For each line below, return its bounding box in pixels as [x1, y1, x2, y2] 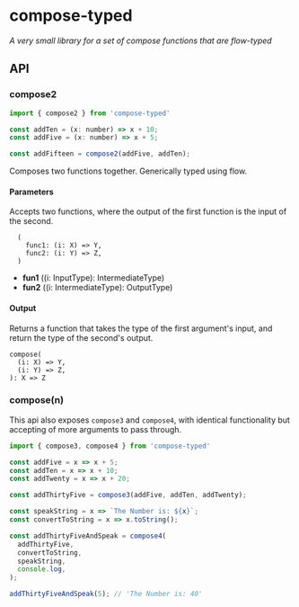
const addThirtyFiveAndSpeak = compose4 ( [9, 531, 167, 540]
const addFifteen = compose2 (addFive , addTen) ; [9, 149, 191, 158]
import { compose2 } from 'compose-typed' [9, 109, 171, 118]
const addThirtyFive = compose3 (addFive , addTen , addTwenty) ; [9, 491, 247, 500]
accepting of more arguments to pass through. [9, 424, 182, 434]
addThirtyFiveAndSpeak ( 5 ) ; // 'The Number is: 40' [9, 590, 203, 599]
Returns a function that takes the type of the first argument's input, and [9, 323, 273, 334]
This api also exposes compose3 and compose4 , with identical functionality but [9, 415, 290, 425]
